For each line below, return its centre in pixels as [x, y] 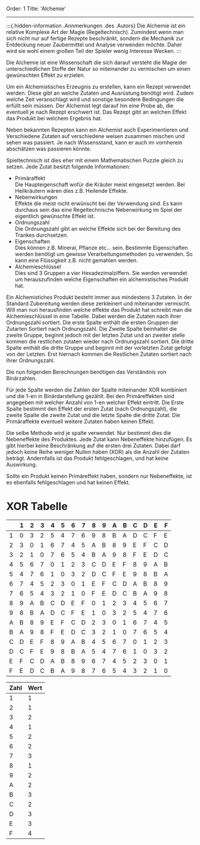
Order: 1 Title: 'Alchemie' [36, 9]
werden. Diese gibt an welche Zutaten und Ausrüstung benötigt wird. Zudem [100, 93]
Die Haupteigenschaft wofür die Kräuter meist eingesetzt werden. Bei [100, 184]
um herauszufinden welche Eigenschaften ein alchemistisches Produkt [101, 279]
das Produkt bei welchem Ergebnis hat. [54, 118]
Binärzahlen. [21, 378]
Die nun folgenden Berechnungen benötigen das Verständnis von [86, 372]
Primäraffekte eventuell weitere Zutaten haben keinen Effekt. [80, 421]
